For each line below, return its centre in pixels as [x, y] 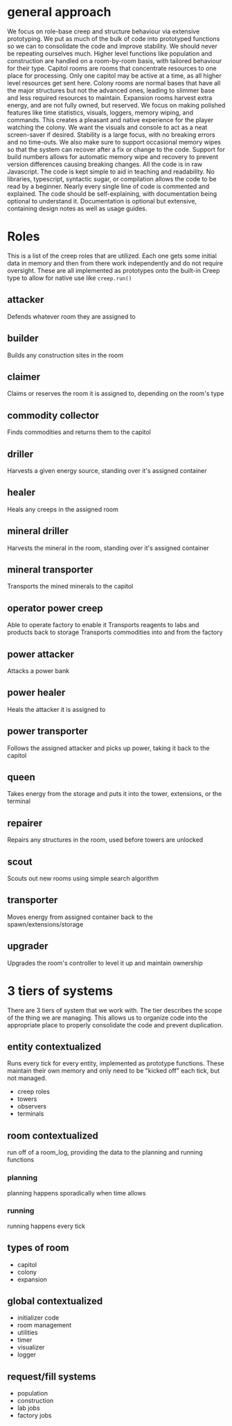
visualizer [31, 1348]
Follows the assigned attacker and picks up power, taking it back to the [108, 748]
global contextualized [55, 1301]
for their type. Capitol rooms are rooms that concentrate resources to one [112, 68]
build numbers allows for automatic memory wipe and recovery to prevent [113, 156]
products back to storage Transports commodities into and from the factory [115, 632]
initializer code [38, 1318]
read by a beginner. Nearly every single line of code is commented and [108, 186]
